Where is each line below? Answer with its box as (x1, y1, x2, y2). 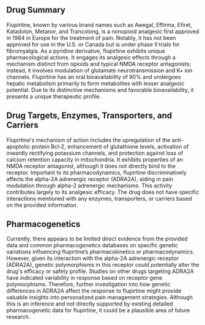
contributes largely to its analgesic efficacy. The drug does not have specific (6, 188, 199, 195)
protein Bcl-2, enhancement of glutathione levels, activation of (31, 143, 189, 150)
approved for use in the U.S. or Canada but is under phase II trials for (6, 40, 180, 48)
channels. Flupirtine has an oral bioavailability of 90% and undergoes (6, 73, 181, 80)
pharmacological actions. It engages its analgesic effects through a (6, 53, 176, 61)
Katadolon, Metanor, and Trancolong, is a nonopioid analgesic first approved (6, 28, 199, 35)
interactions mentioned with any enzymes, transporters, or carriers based (6, 195, 192, 202)
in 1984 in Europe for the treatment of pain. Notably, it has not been (6, 34, 176, 42)
